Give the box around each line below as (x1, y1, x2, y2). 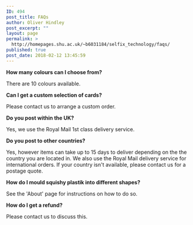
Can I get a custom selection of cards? (6, 91, 102, 98)
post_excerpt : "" (6, 25, 49, 31)
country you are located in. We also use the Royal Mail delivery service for (6, 154, 187, 162)
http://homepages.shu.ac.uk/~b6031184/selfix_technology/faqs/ (11, 42, 170, 48)
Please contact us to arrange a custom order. (6, 102, 116, 110)
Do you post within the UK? (6, 114, 74, 121)
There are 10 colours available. (6, 80, 81, 87)
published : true (6, 47, 46, 53)
